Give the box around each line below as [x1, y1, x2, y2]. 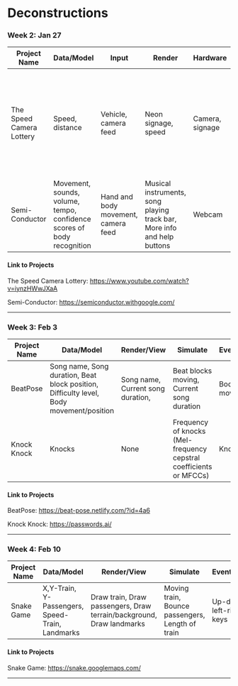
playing [144, 205, 169, 215]
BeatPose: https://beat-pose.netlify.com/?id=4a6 [7, 506, 151, 515]
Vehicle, [100, 109, 127, 119]
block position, [49, 379, 99, 388]
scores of [52, 223, 85, 233]
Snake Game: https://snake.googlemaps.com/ [7, 663, 142, 672]
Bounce [164, 601, 190, 611]
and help [144, 232, 174, 242]
